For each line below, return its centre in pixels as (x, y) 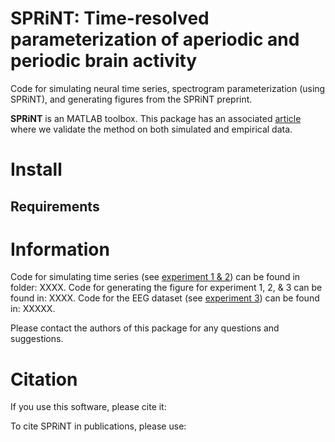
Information (60, 249)
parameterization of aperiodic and (155, 39)
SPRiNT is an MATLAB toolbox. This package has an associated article (156, 118)
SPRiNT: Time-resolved (110, 18)
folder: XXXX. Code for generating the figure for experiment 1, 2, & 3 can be (166, 288)
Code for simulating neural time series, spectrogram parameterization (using (168, 88)
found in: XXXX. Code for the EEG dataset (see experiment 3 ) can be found (165, 298)
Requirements (55, 206)
